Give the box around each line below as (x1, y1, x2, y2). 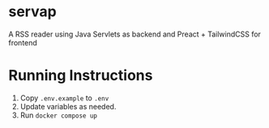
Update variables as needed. (19, 101, 117, 111)
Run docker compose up (19, 110, 97, 120)
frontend (8, 37, 38, 47)
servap (8, 2, 57, 21)
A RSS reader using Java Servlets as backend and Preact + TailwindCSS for (8, 29, 262, 39)
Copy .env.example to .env (19, 92, 109, 103)
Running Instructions (8, 66, 153, 85)
